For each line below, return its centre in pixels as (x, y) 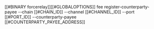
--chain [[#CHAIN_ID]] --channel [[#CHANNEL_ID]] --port (77, 12)
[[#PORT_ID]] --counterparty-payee (40, 17)
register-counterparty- (127, 7)
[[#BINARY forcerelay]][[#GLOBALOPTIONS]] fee (54, 7)
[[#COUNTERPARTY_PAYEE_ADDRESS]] (45, 22)
